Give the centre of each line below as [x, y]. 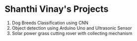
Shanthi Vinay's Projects [57, 9]
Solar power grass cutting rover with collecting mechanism [72, 33]
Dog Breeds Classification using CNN [50, 23]
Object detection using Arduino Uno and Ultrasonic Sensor [72, 28]
